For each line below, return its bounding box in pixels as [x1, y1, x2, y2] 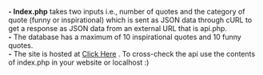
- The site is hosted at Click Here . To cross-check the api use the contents [8, 49, 256, 58]
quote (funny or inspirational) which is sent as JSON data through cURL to [8, 15, 253, 25]
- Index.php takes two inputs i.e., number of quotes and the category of [8, 7, 245, 16]
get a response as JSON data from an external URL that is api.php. [8, 24, 228, 33]
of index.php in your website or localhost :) [8, 57, 149, 67]
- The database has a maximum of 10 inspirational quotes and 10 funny [8, 32, 241, 41]
